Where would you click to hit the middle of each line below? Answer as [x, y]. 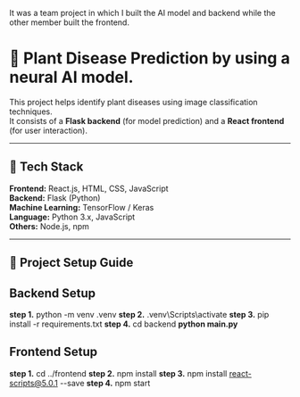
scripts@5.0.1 [33, 383]
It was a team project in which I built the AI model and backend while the [142, 13]
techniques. [31, 112]
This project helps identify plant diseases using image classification [133, 102]
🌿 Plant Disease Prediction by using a [150, 58]
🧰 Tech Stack [46, 167]
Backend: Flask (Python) [55, 198]
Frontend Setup [54, 352]
